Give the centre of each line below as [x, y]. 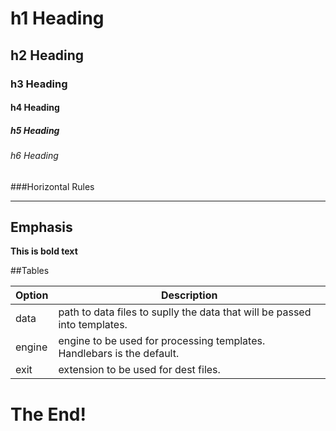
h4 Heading [35, 108]
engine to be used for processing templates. [162, 341]
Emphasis [41, 227]
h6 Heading [34, 156]
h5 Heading [35, 130]
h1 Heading [57, 18]
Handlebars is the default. [119, 354]
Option [32, 295]
